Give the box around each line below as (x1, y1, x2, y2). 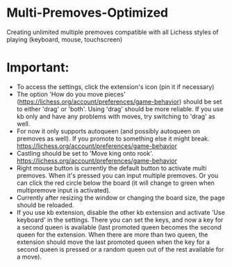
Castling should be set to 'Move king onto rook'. (16, 149, 154, 157)
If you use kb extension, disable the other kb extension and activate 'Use (16, 208, 225, 216)
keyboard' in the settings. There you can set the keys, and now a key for (16, 216, 224, 224)
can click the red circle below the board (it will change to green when (16, 179, 215, 187)
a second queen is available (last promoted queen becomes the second (16, 222, 222, 231)
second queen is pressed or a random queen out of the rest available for (16, 245, 224, 253)
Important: (6, 60, 69, 76)
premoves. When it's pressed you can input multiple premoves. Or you (16, 171, 219, 179)
